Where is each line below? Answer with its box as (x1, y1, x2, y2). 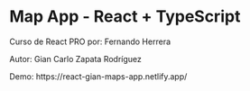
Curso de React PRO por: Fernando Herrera (9, 36, 171, 47)
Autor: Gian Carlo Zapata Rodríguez (9, 53, 143, 64)
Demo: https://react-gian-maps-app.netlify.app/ (9, 70, 188, 82)
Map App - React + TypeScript (9, 6, 241, 27)
